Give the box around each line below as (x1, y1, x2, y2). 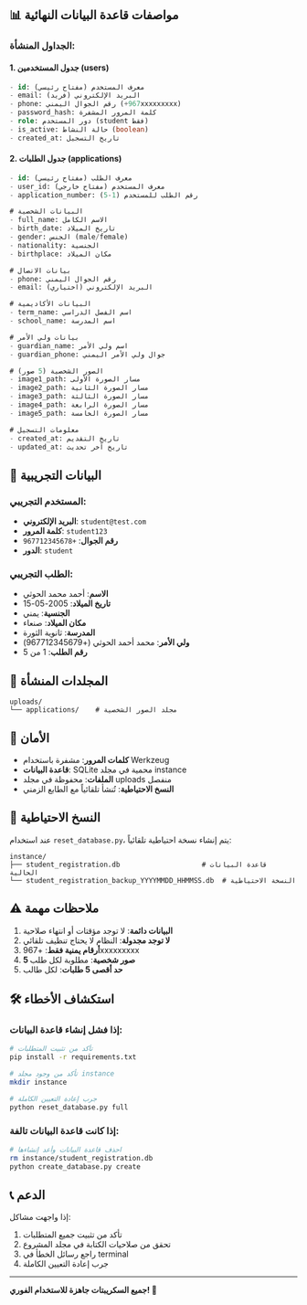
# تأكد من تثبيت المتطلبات (9, 1045, 93, 1054)
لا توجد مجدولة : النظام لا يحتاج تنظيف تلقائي (22, 935, 171, 946)
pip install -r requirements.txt (9, 1053, 137, 1062)
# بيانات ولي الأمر (9, 333, 79, 342)
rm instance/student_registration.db (9, 1153, 153, 1162)
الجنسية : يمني (22, 608, 70, 619)
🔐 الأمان (9, 730, 50, 746)
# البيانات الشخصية (9, 207, 84, 217)
